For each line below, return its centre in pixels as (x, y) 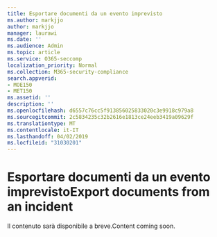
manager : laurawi (32, 33)
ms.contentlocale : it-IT (43, 130)
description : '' (31, 104)
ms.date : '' (24, 40)
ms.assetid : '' (29, 98)
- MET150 (20, 91)
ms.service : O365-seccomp (44, 59)
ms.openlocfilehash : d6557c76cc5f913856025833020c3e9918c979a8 (101, 111)
